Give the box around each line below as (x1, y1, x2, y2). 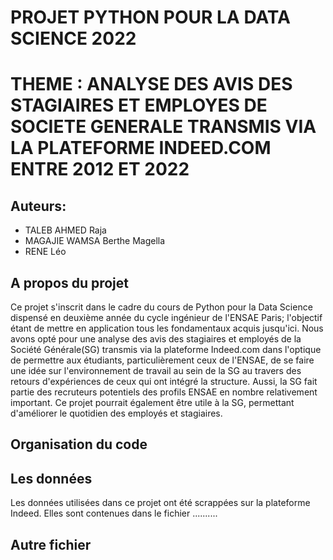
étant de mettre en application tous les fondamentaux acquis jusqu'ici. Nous (10, 322, 324, 334)
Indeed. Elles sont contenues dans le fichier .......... (10, 507, 218, 520)
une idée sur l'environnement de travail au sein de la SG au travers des (10, 365, 302, 376)
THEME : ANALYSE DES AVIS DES (10, 73, 293, 96)
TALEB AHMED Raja (24, 224, 107, 236)
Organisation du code (10, 436, 148, 453)
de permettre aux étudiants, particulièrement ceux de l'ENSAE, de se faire (10, 354, 315, 366)
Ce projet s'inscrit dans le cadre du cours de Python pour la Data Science (10, 301, 313, 313)
